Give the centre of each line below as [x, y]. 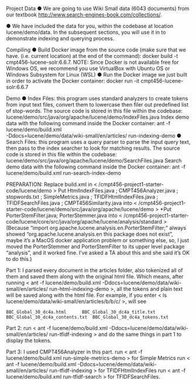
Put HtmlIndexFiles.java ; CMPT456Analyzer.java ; [118, 190]
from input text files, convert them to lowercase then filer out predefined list [97, 104]
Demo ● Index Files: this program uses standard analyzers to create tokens [97, 98]
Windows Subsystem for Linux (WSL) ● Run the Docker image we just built [97, 75]
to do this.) [19, 259]
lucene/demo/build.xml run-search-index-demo [64, 173]
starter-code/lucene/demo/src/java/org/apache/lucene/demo [80, 209]
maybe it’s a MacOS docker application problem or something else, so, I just [97, 240]
